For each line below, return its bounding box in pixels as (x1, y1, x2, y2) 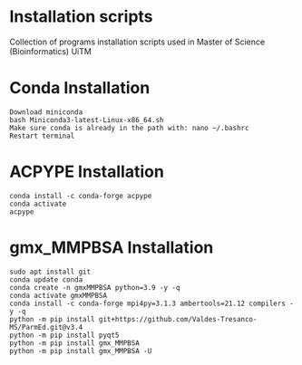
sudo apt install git (9, 267, 92, 276)
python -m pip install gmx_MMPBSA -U (9, 346, 152, 355)
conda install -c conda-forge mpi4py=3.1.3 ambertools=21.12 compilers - (9, 299, 295, 308)
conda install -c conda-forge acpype (9, 191, 152, 200)
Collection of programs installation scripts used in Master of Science (9, 36, 266, 47)
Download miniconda (9, 107, 83, 117)
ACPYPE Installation (9, 161, 165, 182)
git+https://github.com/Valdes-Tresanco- (98, 314, 258, 323)
